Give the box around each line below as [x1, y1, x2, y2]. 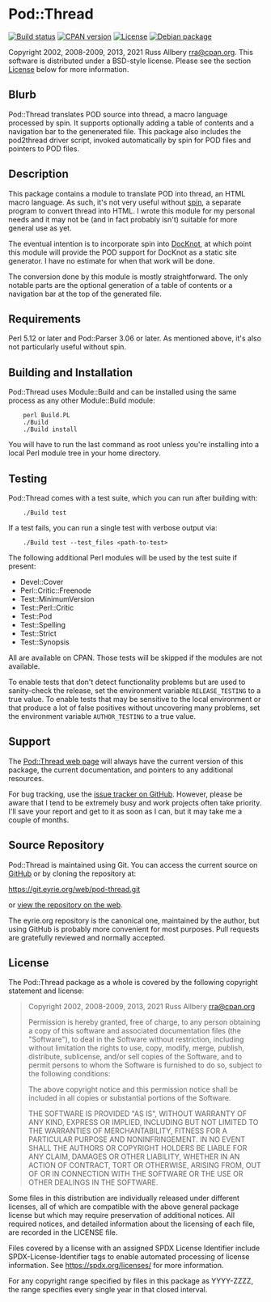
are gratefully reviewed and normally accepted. [8, 932, 166, 942]
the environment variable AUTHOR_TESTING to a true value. [8, 712, 197, 721]
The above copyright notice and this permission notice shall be [28, 1084, 239, 1094]
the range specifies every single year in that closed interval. [8, 1285, 208, 1295]
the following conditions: [28, 1069, 111, 1079]
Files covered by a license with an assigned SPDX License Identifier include [8, 1243, 260, 1253]
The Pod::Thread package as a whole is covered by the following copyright [8, 978, 259, 987]
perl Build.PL [23, 412, 70, 420]
